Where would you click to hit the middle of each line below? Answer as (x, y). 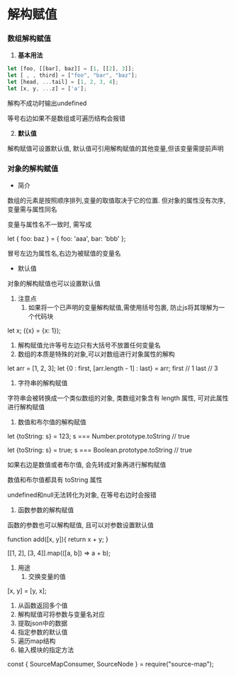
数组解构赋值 (29, 38)
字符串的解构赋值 (43, 383)
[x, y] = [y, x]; (27, 591)
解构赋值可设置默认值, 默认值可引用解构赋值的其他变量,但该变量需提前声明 (116, 148)
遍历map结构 (36, 641)
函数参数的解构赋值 (46, 510)
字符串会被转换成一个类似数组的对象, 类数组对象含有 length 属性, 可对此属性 (118, 398)
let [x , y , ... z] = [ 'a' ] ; (47, 89)
